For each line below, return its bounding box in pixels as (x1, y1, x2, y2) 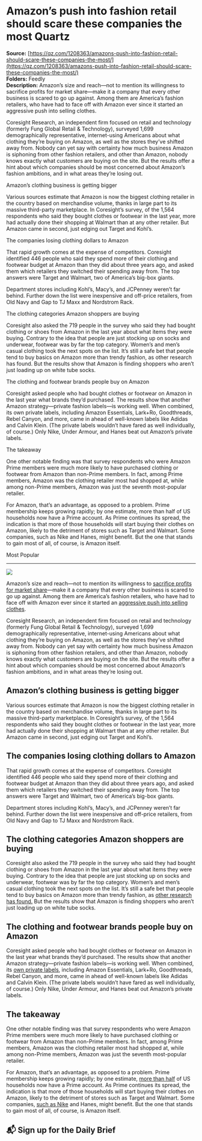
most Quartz (6, 30, 70, 43)
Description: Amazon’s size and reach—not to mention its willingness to (6, 81, 185, 88)
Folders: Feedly (6, 75, 46, 82)
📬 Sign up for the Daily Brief (6, 1125, 116, 1136)
